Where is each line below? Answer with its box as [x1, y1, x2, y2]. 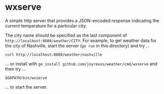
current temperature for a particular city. [5, 23, 87, 28]
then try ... [5, 66, 26, 72]
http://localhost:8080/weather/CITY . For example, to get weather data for [5, 37, 157, 43]
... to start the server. [5, 84, 48, 90]
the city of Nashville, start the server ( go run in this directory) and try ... [5, 43, 150, 48]
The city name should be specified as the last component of [5, 32, 127, 38]
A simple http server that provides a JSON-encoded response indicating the [5, 18, 160, 23]
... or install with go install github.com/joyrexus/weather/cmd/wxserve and [5, 61, 158, 67]
